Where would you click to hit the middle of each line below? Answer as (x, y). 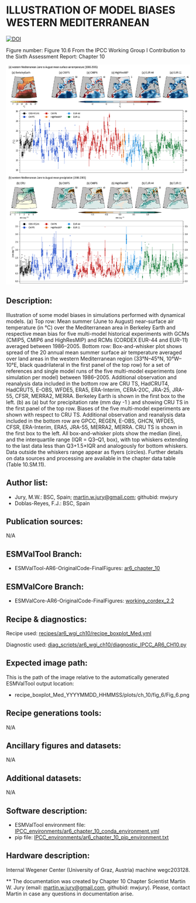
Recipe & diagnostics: (47, 619)
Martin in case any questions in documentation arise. (70, 894)
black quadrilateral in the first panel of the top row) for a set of (95, 364)
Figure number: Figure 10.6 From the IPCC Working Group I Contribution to (96, 50)
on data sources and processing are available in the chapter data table (91, 458)
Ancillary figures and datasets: (64, 746)
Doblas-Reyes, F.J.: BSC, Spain (52, 503)
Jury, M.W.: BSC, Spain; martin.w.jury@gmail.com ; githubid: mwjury (96, 497)
